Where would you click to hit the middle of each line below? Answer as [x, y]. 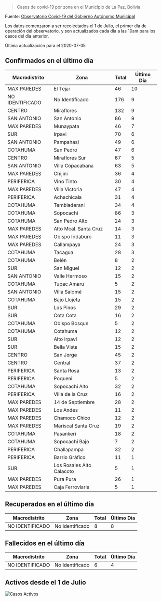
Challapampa [69, 449]
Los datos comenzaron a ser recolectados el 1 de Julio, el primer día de [76, 26]
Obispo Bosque [71, 323]
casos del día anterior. [27, 36]
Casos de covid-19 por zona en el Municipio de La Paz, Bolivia [79, 7]
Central [62, 362]
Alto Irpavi [65, 339]
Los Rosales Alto [73, 465]
